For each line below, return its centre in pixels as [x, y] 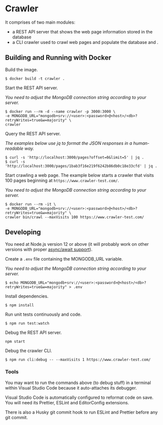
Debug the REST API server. [33, 332]
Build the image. [21, 69]
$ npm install [20, 305]
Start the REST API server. [32, 88]
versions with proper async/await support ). [49, 249]
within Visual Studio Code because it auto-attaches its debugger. [71, 388]
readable [14, 148]
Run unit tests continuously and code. [44, 314]
